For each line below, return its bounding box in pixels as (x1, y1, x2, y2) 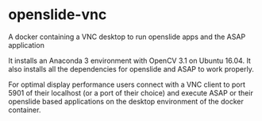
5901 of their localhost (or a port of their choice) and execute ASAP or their (8, 88, 254, 97)
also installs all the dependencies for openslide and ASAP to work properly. (8, 64, 254, 73)
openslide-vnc (8, 6, 107, 24)
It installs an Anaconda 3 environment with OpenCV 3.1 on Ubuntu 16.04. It (8, 56, 252, 65)
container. (8, 105, 41, 115)
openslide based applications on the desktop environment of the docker (8, 96, 244, 106)
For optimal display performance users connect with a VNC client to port (8, 80, 246, 89)
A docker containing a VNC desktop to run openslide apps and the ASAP (8, 32, 246, 41)
